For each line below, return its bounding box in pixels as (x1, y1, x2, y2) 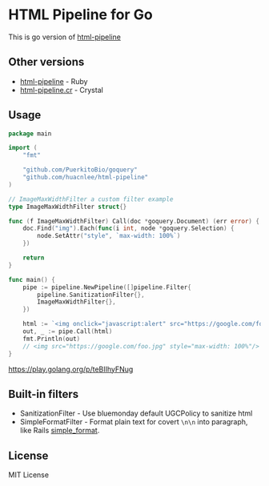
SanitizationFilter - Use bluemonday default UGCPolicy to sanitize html (19, 408, 253, 418)
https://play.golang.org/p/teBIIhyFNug (8, 364, 134, 374)
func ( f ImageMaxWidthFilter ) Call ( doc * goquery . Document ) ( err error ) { (8, 217, 260, 225)
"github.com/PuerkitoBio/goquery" (22, 166, 138, 174)
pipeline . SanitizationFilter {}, (37, 291, 146, 299)
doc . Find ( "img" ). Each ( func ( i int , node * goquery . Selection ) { (22, 224, 235, 233)
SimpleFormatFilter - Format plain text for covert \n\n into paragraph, (19, 417, 248, 427)
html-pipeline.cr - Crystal (19, 85, 104, 94)
